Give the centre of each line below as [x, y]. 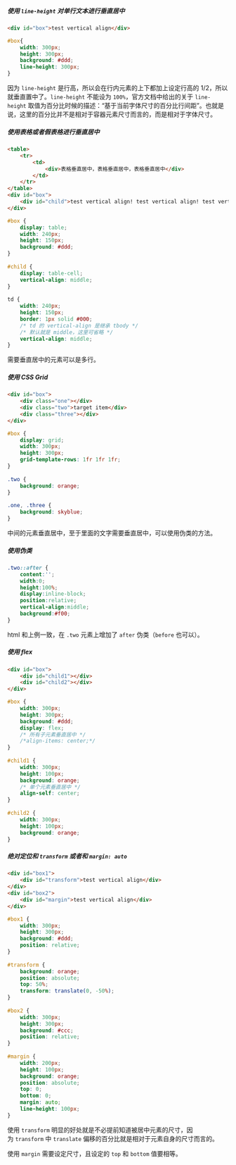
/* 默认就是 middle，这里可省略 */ [67, 332]
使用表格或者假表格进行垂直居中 [53, 132]
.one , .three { [29, 506]
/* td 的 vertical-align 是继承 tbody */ [79, 325]
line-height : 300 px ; [50, 67]
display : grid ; [42, 440]
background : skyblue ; [51, 512]
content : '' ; [37, 574]
